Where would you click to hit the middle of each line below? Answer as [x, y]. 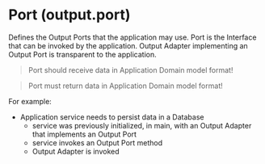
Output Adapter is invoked [76, 151]
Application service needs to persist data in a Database [112, 117]
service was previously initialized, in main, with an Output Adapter [142, 125]
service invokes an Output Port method [97, 142]
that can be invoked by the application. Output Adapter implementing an [128, 45]
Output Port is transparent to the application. [83, 54]
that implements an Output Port [84, 134]
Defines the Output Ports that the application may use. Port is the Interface [132, 37]
